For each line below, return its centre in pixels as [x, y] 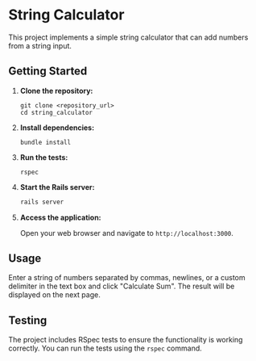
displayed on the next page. [54, 295]
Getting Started [48, 71]
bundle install [45, 142]
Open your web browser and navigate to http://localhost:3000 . [126, 233]
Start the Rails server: [57, 187]
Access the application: [61, 217]
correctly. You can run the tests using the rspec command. [105, 348]
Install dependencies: [57, 128]
